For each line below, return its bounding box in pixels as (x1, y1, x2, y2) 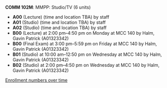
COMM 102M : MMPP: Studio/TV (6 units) (5, 5, 91, 10)
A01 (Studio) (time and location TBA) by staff (12, 20, 106, 25)
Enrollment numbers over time (5, 77, 68, 83)
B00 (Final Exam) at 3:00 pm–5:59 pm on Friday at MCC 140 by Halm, (12, 41, 157, 47)
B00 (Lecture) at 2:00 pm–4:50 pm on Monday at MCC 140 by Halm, (12, 30, 155, 36)
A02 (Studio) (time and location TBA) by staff (12, 25, 107, 31)
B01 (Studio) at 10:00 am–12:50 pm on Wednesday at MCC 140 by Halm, (12, 51, 162, 57)
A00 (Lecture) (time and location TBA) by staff (12, 14, 110, 20)
